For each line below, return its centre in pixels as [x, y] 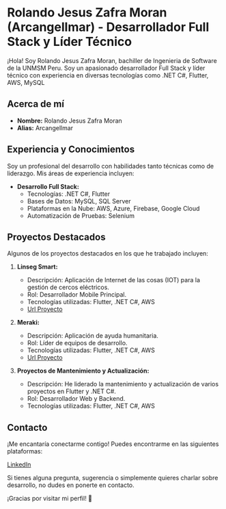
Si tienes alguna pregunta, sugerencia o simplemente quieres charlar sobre [113, 478]
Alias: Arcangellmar [45, 127]
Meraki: [28, 323]
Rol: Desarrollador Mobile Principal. [77, 295]
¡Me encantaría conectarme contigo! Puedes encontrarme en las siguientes [113, 444]
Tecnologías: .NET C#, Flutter [69, 194]
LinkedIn [19, 464]
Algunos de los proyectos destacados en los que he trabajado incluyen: [108, 253]
